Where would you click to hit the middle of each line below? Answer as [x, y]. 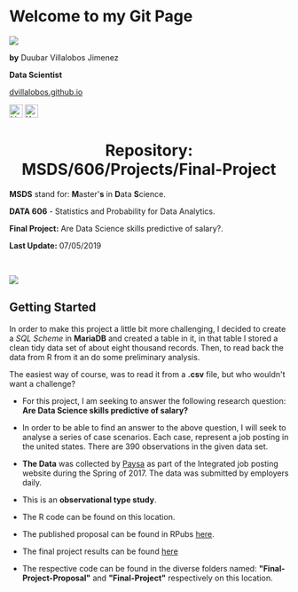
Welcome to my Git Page [101, 16]
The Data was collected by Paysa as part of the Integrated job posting [150, 463]
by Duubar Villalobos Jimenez [64, 57]
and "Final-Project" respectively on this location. [183, 578]
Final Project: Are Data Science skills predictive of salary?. [116, 228]
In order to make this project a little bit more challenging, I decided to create [148, 328]
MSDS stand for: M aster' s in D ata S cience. [87, 193]
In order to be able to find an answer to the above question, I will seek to [154, 427]
